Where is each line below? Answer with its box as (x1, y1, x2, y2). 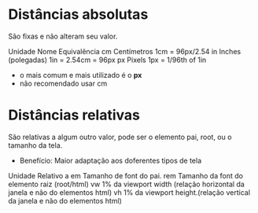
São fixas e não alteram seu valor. (8, 31, 118, 41)
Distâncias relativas (8, 106, 140, 124)
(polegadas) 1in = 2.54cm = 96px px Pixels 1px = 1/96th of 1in (8, 55, 207, 64)
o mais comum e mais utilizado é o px (19, 70, 142, 79)
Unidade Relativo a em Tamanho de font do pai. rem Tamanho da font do (8, 171, 244, 180)
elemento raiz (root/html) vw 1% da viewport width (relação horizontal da (8, 179, 245, 189)
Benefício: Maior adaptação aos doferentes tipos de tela (19, 156, 202, 165)
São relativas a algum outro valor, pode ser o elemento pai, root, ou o (8, 132, 232, 141)
